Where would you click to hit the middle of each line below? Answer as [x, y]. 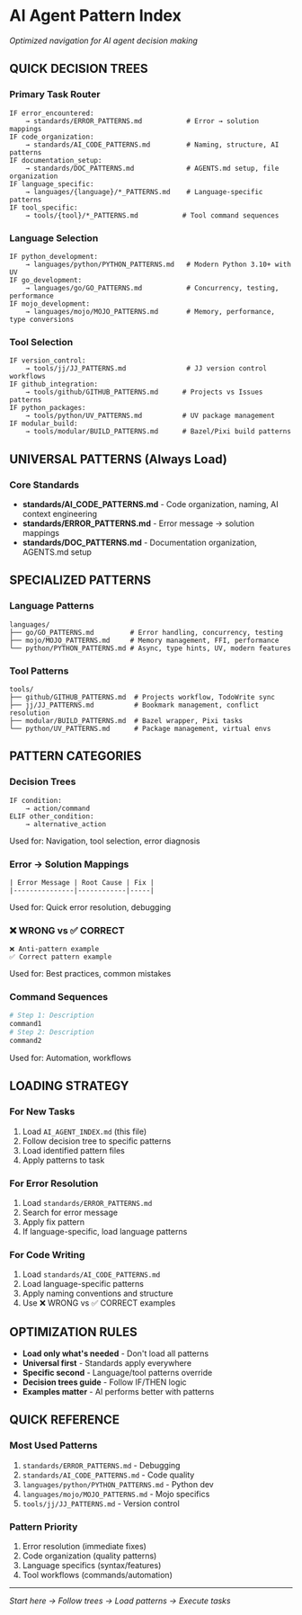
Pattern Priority [44, 1527]
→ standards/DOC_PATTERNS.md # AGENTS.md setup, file [152, 168]
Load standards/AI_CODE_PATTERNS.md [91, 1274]
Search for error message [70, 1212]
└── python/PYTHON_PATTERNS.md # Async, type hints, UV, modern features [151, 648]
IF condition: [36, 800]
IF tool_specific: [44, 208]
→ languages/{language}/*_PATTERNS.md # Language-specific [144, 192]
